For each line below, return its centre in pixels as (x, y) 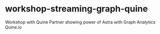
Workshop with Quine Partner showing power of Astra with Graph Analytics (80, 22)
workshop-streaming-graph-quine (76, 9)
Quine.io (13, 27)
